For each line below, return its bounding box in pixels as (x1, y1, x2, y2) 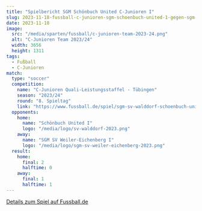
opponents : (11, 109, 39, 115)
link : (17, 103, 31, 110)
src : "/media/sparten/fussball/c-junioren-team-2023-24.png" (11, 31, 168, 37)
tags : (6, 53, 20, 59)
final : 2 (22, 159, 44, 165)
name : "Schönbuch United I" (22, 120, 93, 126)
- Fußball (11, 59, 36, 65)
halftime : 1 (22, 182, 52, 188)
